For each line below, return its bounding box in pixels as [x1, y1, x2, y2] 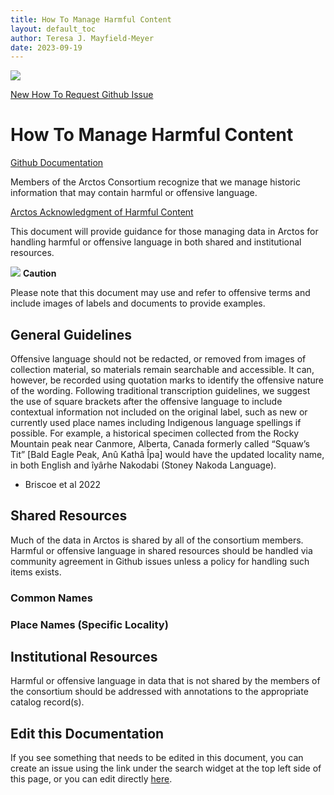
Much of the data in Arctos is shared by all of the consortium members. [10, 534, 304, 546]
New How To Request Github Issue [10, 89, 154, 101]
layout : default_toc [10, 24, 97, 34]
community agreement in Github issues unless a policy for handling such [10, 555, 310, 567]
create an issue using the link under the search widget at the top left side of [10, 762, 322, 775]
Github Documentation [10, 157, 104, 169]
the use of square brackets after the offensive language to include [10, 396, 283, 407]
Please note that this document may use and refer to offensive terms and [10, 287, 311, 299]
